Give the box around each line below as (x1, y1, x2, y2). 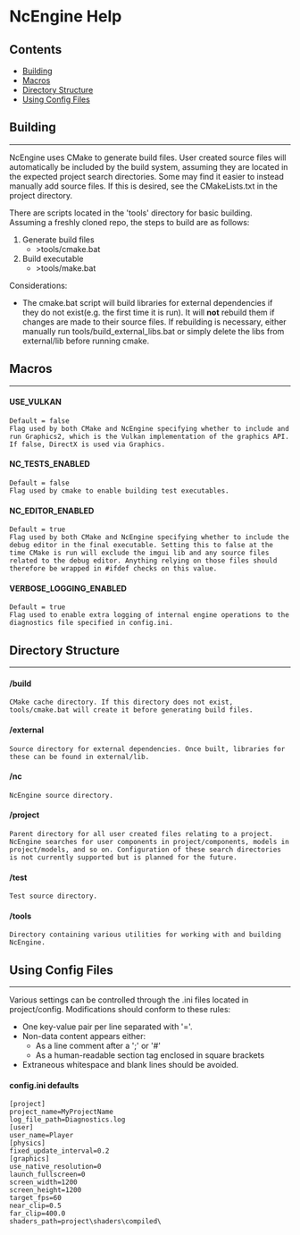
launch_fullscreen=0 (9, 1170, 87, 1180)
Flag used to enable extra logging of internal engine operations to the (9, 611, 290, 620)
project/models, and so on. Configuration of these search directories (9, 845, 281, 855)
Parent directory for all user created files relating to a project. (9, 830, 274, 839)
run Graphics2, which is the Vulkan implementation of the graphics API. (9, 432, 290, 441)
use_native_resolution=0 (9, 1163, 102, 1172)
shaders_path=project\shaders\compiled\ (9, 1217, 162, 1226)
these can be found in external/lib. (9, 752, 150, 761)
